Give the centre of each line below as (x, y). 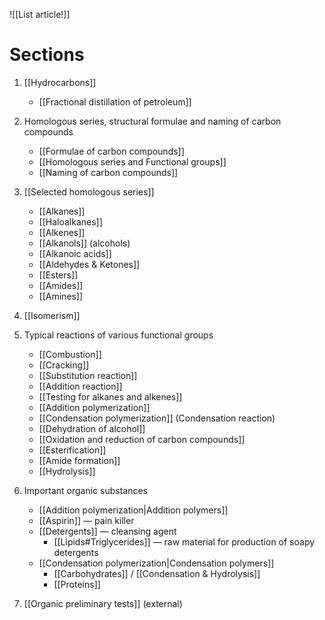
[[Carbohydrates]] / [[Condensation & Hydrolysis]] (157, 573)
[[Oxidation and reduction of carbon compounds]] (142, 439)
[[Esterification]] (72, 450)
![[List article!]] (40, 14)
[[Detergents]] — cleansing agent (107, 531)
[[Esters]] (58, 275)
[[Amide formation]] (79, 460)
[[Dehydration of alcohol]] (92, 428)
